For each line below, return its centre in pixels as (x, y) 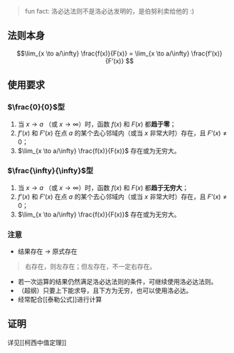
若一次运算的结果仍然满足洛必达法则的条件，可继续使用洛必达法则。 (117, 282)
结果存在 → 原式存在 (48, 251)
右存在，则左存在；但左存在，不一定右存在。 (90, 267)
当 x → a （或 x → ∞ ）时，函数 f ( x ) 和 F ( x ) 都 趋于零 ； (97, 124)
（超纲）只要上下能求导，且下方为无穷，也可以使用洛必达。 (105, 290)
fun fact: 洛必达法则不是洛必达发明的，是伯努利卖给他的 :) (109, 11)
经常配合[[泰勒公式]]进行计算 (60, 300)
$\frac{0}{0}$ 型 (36, 107)
